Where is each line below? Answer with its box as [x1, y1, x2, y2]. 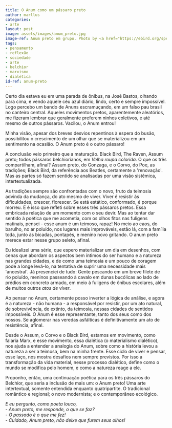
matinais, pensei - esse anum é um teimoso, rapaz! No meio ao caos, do [5, 221, 158, 227]
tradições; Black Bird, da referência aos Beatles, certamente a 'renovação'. [5, 167, 163, 173]
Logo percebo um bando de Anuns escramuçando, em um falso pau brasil [5, 103, 162, 110]
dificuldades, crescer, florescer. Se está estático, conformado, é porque [5, 199, 157, 205]
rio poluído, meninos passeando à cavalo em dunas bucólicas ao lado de [5, 274, 159, 280]
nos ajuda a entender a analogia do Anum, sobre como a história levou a [5, 343, 158, 349]
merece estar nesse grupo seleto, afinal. [5, 237, 91, 243]
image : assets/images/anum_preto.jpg [5, 31, 86, 36]
